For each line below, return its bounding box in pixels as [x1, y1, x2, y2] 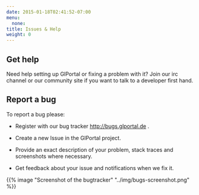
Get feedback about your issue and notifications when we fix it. [15, 164, 174, 171]
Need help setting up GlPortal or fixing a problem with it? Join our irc [6, 70, 178, 77]
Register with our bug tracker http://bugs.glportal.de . [15, 122, 150, 130]
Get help [6, 54, 40, 65]
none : [12, 20, 26, 26]
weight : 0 [6, 32, 32, 38]
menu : [6, 15, 20, 21]
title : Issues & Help [6, 26, 61, 32]
